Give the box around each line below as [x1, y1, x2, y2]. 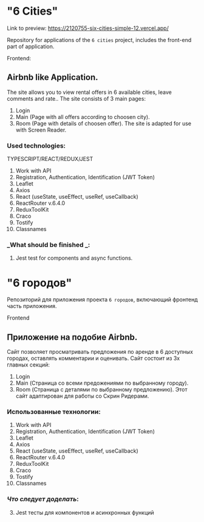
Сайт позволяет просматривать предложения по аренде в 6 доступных [7, 348, 194, 356]
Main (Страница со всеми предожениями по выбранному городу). [15, 379, 189, 387]
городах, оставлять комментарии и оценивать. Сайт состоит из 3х [7, 355, 180, 362]
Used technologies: [7, 141, 66, 150]
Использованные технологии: [7, 407, 101, 416]
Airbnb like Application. [7, 72, 99, 83]
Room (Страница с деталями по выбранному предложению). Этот [15, 386, 188, 393]
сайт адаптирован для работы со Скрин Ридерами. [15, 392, 149, 400]
